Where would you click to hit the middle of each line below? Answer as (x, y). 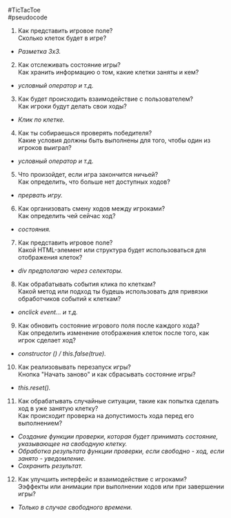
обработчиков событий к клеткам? (69, 299)
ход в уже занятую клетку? (58, 408)
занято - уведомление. (52, 458)
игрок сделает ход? (47, 340)
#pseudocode (28, 17)
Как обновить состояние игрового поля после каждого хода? (109, 325)
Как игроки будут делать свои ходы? (72, 106)
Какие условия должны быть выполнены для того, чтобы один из (114, 140)
